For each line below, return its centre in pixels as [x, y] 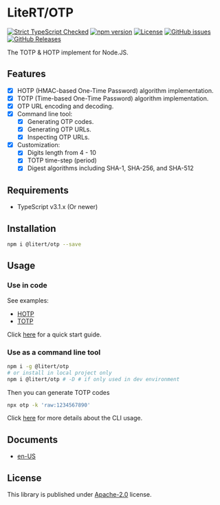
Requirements [38, 190]
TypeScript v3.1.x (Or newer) [57, 207]
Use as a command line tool [54, 352]
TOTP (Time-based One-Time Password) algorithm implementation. [113, 98]
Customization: [38, 145]
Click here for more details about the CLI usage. [75, 418]
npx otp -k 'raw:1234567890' [49, 405]
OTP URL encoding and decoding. [65, 106]
